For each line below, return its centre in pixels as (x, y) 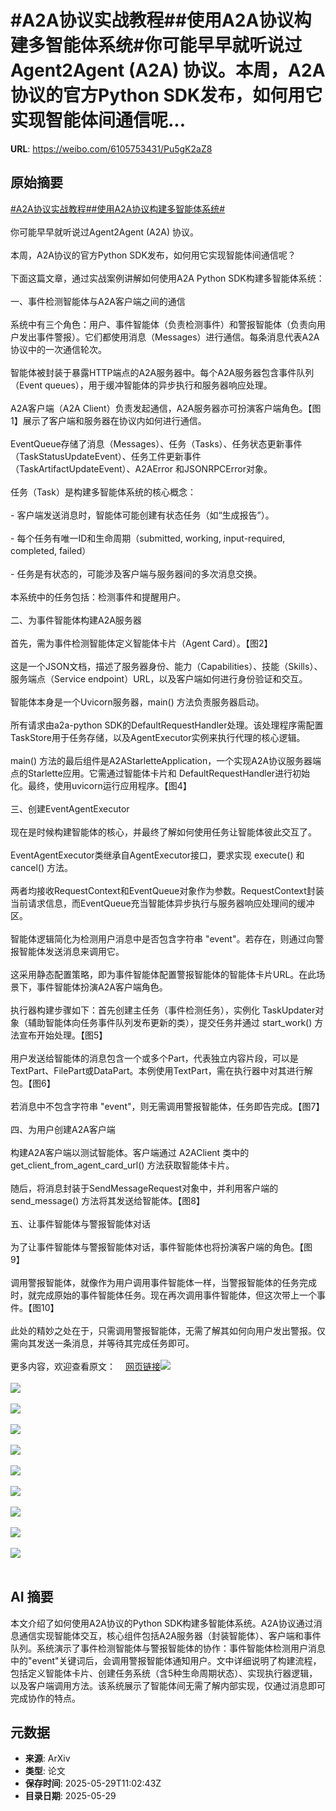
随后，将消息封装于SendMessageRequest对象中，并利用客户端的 (144, 1188)
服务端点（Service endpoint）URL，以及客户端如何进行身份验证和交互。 (159, 678)
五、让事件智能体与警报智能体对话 (80, 1223)
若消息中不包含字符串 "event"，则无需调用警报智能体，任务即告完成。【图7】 (167, 1106)
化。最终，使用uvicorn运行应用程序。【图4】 (101, 785)
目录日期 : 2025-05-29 (70, 1796)
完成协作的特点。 (45, 1698)
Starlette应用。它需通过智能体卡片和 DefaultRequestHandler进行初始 (169, 773)
